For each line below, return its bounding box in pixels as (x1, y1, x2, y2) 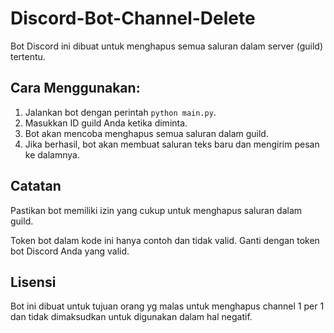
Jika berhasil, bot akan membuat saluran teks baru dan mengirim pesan (24, 138, 320, 150)
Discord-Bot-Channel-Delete (10, 7, 256, 30)
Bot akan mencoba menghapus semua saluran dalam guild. (24, 127, 269, 139)
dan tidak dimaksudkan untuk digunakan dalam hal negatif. (10, 311, 253, 323)
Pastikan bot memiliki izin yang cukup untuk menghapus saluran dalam (10, 204, 303, 216)
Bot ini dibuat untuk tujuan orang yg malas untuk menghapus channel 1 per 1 (10, 300, 325, 312)
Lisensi (10, 273, 57, 291)
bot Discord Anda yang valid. (10, 245, 130, 257)
